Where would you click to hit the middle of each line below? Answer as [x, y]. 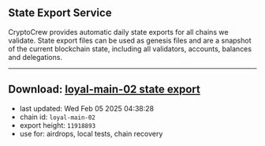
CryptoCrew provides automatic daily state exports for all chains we [118, 32]
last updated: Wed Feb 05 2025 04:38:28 [87, 108]
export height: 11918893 [58, 125]
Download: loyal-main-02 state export [105, 90]
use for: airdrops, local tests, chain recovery [91, 133]
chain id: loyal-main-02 [58, 117]
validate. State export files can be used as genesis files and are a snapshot [130, 40]
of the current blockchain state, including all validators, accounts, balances [130, 49]
